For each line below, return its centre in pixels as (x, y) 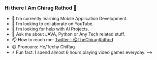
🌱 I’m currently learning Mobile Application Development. (69, 19)
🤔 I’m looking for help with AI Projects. (50, 29)
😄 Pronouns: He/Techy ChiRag (43, 47)
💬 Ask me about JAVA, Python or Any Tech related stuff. (68, 34)
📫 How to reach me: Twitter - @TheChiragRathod (63, 40)
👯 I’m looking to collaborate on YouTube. (53, 24)
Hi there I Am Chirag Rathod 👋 (41, 8)
